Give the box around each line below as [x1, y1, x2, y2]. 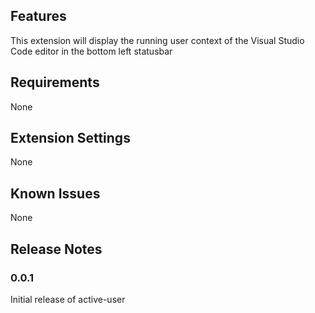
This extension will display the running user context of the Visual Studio [10, 34, 305, 46]
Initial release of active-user [10, 293, 126, 305]
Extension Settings [10, 130, 131, 147]
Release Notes [10, 240, 103, 258]
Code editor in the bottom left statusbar [10, 45, 173, 57]
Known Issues [10, 185, 101, 202]
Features [10, 8, 67, 25]
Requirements [10, 74, 100, 91]
